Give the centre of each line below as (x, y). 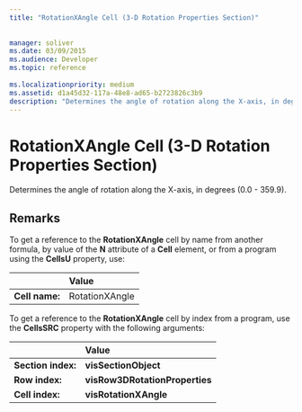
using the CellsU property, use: (67, 259)
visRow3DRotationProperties (148, 381)
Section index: (45, 365)
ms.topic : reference (48, 68)
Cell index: (37, 395)
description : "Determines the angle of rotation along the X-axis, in (144, 101)
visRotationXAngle (126, 395)
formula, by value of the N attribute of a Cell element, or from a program (143, 249)
